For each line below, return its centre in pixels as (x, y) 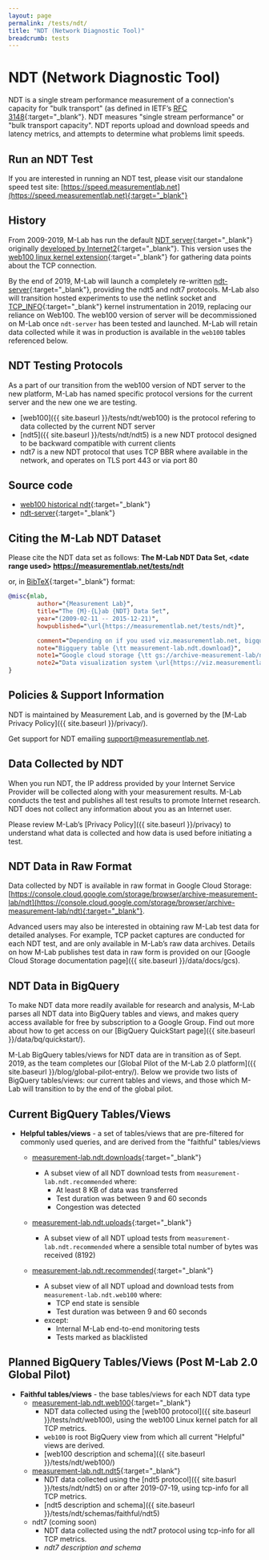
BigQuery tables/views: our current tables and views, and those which (124, 1080)
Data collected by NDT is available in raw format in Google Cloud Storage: (130, 885)
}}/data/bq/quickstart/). (47, 1039)
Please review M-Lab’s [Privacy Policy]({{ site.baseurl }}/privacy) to (120, 824)
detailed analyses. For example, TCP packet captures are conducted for (127, 935)
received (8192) (70, 1256)
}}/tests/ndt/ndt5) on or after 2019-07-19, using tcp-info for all (146, 1488)
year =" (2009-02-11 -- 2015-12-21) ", (98, 619)
